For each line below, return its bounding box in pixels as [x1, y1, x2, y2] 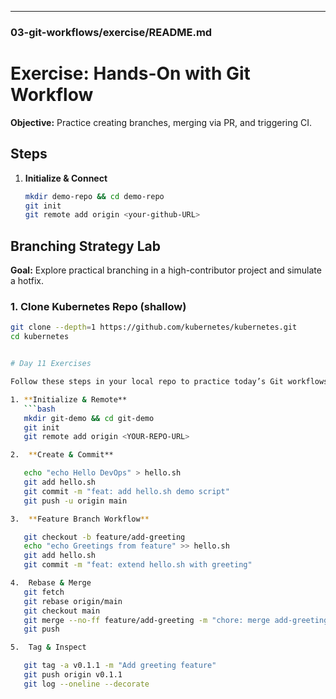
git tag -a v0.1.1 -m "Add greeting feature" [23, 661, 217, 671]
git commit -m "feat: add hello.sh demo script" [23, 486, 230, 496]
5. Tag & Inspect [10, 642, 87, 653]
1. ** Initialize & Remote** [10, 394, 128, 405]
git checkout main [23, 606, 101, 616]
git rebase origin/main [23, 596, 123, 606]
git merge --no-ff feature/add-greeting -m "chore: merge [23, 615, 271, 625]
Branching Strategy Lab [10, 237, 161, 255]
